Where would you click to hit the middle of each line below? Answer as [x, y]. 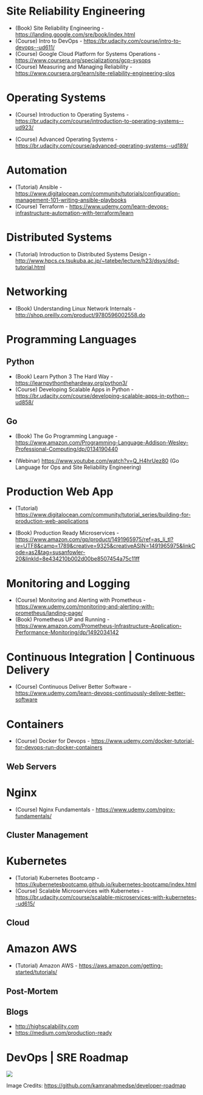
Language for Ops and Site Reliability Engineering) [78, 467]
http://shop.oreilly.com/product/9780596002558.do [80, 315]
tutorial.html [30, 267]
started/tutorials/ [36, 972]
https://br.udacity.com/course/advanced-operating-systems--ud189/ [101, 145]
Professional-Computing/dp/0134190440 [67, 449]
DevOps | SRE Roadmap [67, 1057]
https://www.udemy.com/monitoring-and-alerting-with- [85, 607]
